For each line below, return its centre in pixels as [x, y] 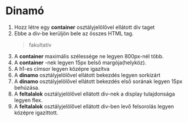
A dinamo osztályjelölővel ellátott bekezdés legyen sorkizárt [87, 75]
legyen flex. [28, 100]
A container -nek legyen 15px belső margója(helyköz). [80, 62]
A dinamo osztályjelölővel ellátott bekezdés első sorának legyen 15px [98, 81]
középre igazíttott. [36, 113]
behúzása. [27, 87]
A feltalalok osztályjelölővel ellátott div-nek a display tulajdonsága [94, 94]
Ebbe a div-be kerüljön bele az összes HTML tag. [74, 33]
